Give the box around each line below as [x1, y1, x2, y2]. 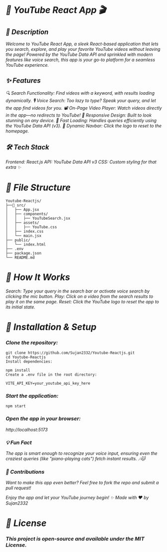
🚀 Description [5, 27, 49, 36]
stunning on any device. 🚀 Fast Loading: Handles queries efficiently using [5, 117, 157, 123]
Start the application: [5, 392, 59, 399]
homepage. [5, 128, 29, 134]
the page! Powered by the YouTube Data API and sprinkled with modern [5, 51, 153, 57]
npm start [5, 404, 26, 409]
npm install [5, 368, 30, 373]
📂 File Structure [5, 182, 71, 193]
